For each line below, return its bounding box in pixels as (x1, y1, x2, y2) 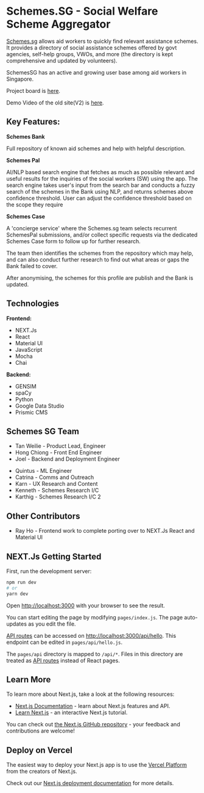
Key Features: (6, 117, 60, 127)
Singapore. (6, 75, 34, 82)
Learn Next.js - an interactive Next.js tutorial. (15, 709, 128, 716)
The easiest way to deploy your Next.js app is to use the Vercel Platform (6, 761, 188, 769)
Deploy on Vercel (6, 745, 73, 755)
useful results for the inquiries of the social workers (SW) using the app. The (6, 175, 198, 182)
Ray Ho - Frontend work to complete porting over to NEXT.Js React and (15, 527, 195, 535)
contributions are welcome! (6, 727, 75, 734)
